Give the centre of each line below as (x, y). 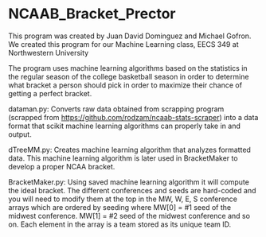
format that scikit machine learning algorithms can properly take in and (125, 126)
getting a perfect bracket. (50, 93)
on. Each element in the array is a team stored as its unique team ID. (120, 224)
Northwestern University (49, 52)
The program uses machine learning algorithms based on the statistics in (128, 68)
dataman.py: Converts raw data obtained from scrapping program (116, 109)
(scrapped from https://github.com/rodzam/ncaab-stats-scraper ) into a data (133, 117)
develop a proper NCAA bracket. (62, 166)
